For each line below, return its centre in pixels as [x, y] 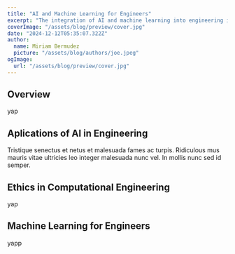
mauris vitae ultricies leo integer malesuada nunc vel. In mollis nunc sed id [114, 158]
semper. [19, 165]
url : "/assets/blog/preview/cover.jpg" [72, 66]
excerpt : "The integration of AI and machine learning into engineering [115, 20]
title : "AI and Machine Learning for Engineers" [79, 14]
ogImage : [20, 60]
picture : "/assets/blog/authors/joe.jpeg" [76, 53]
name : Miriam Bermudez [47, 46]
